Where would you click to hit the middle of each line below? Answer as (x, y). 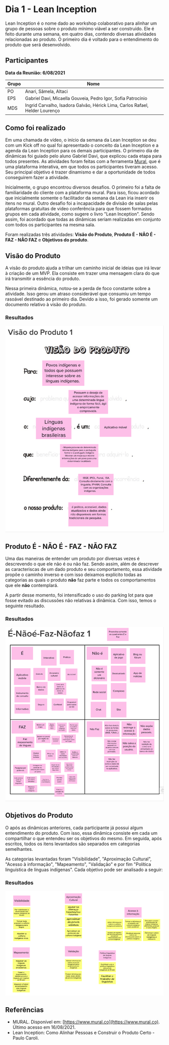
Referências (25, 1010)
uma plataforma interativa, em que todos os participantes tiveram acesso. (82, 167)
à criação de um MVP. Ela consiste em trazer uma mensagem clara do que (82, 273)
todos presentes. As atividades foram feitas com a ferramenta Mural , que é (83, 161)
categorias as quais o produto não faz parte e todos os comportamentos (80, 580)
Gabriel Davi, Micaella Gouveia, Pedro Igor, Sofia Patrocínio (86, 98)
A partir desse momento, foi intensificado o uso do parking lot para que (79, 595)
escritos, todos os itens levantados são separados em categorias (73, 844)
